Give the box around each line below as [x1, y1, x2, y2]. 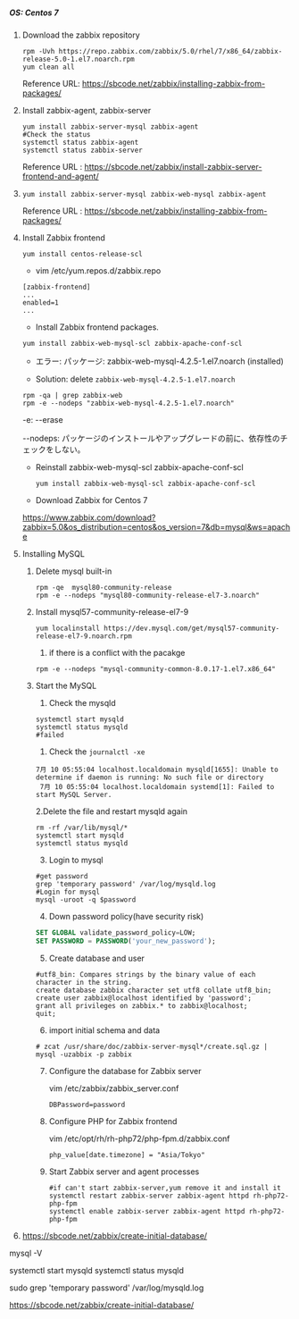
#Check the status [21, 130, 91, 139]
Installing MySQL [21, 548, 85, 559]
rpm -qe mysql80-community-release [35, 583, 172, 592]
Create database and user [48, 953, 145, 963]
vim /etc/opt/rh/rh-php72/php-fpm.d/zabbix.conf [48, 1133, 230, 1144]
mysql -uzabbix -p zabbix [35, 1050, 132, 1059]
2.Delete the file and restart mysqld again [35, 805, 188, 817]
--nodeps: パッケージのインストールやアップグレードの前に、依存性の [21, 433, 281, 443]
